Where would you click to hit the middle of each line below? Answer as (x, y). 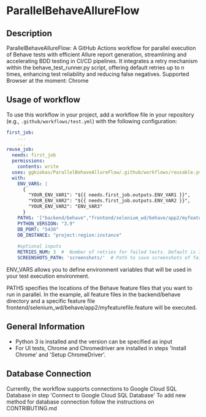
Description (29, 33)
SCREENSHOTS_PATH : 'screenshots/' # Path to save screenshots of (104, 258)
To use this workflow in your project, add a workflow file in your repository (100, 115)
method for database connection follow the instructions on (80, 402)
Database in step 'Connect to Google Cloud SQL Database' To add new (96, 395)
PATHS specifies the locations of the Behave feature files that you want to (100, 288)
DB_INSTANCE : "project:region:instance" (70, 235)
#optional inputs (40, 247)
